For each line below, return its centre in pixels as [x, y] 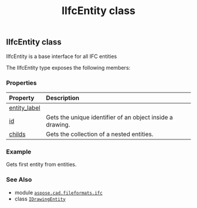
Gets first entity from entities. [41, 165]
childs [17, 134]
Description [63, 98]
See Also [19, 180]
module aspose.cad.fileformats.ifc [58, 192]
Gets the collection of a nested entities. [100, 134]
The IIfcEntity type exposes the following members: [68, 67]
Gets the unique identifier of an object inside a [109, 117]
